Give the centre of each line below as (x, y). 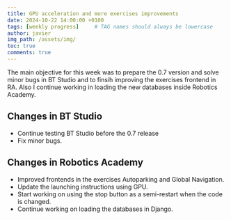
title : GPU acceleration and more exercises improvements (93, 14)
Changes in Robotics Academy (75, 163)
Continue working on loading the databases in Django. (95, 209)
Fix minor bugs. (40, 141)
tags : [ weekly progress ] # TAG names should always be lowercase (110, 26)
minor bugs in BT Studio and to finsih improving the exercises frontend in (112, 79)
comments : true (29, 53)
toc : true (22, 46)
